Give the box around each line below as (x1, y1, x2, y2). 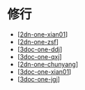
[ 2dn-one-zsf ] (17, 37, 59, 46)
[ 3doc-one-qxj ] (17, 52, 62, 60)
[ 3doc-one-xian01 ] (17, 67, 72, 76)
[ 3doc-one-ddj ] (17, 45, 63, 53)
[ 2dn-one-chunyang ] (17, 60, 79, 68)
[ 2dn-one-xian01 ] (17, 30, 68, 39)
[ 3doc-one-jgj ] (17, 75, 61, 83)
